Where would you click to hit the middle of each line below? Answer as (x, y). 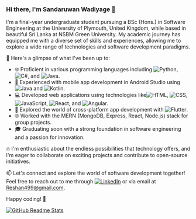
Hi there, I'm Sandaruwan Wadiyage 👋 (61, 9)
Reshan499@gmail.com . (36, 188)
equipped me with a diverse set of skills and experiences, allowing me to (94, 41)
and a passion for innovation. (49, 137)
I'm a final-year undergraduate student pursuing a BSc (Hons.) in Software (96, 22)
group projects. (33, 123)
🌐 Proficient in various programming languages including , (96, 69)
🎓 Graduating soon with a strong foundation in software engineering (98, 129)
